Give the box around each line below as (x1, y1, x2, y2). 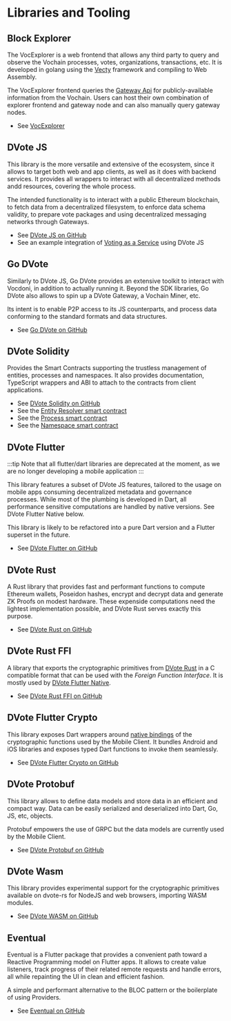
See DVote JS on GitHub (17, 230, 87, 239)
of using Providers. (7, 993, 61, 1002)
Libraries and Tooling (7, 5, 131, 21)
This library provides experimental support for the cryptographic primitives (7, 884, 219, 892)
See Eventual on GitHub (17, 1006, 85, 1015)
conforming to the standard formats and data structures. (7, 312, 168, 320)
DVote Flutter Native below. (7, 510, 85, 518)
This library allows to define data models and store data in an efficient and (7, 797, 218, 805)
